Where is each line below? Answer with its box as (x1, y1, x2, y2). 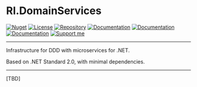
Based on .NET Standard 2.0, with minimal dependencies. (6, 58, 145, 65)
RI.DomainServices (6, 4, 101, 18)
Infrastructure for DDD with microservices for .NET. (6, 46, 130, 53)
